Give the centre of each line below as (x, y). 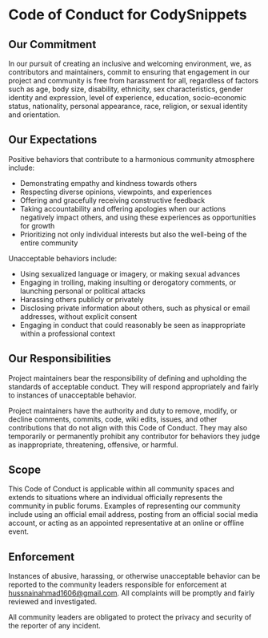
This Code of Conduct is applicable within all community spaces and (121, 489)
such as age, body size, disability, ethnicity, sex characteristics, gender (126, 89)
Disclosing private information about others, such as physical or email (135, 308)
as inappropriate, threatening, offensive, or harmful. (93, 444)
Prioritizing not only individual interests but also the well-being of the (133, 234)
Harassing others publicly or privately (82, 299)
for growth (37, 225)
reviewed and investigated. (53, 602)
